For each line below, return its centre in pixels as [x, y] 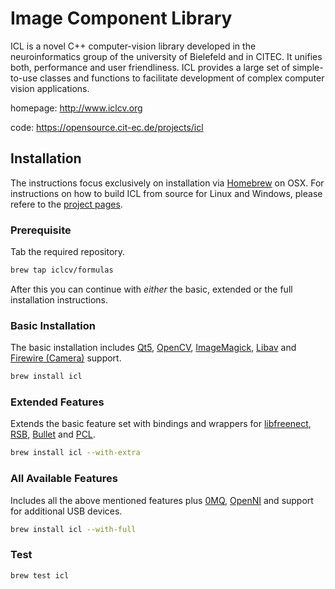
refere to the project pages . [66, 204]
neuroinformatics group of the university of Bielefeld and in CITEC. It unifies [166, 56]
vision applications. [50, 88]
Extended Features [57, 402]
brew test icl [40, 575]
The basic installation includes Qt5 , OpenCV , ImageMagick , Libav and [153, 348]
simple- [308, 67]
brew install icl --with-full [73, 529]
